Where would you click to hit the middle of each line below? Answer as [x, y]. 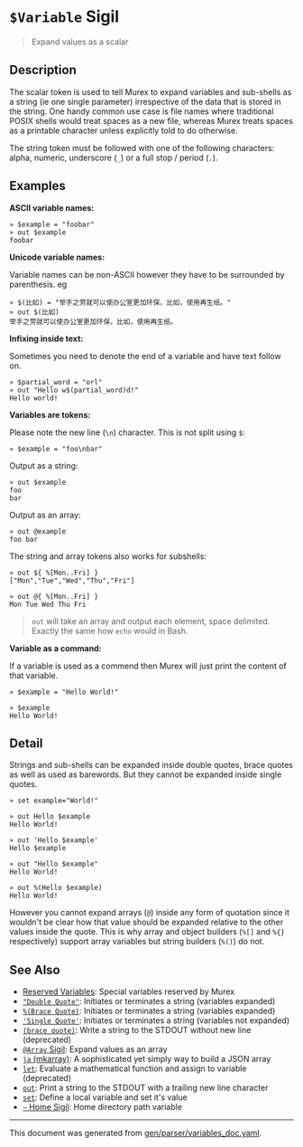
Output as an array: [45, 515]
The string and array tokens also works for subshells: [108, 556]
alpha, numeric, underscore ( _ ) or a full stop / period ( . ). [114, 157]
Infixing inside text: [46, 338]
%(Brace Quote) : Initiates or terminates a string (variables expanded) [149, 1011]
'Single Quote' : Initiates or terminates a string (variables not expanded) [156, 1020]
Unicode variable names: [57, 257]
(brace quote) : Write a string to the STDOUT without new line [137, 1030]
